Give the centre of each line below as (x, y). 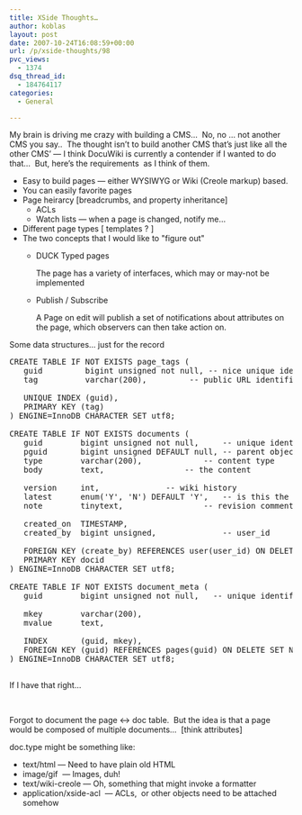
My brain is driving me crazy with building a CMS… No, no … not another (145, 135)
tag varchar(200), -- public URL (138, 380)
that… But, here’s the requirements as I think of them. (110, 164)
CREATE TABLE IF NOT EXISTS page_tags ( (100, 362)
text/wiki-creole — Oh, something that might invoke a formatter (139, 783)
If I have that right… (45, 685)
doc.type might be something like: (72, 747)
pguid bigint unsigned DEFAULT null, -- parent (145, 452)
